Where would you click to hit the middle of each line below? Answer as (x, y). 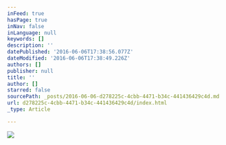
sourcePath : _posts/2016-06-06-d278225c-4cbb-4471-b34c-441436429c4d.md (113, 97)
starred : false (29, 90)
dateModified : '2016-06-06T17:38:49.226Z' (69, 58)
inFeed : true (26, 13)
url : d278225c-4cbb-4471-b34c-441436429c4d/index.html (87, 103)
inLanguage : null (32, 33)
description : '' (30, 45)
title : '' (21, 77)
